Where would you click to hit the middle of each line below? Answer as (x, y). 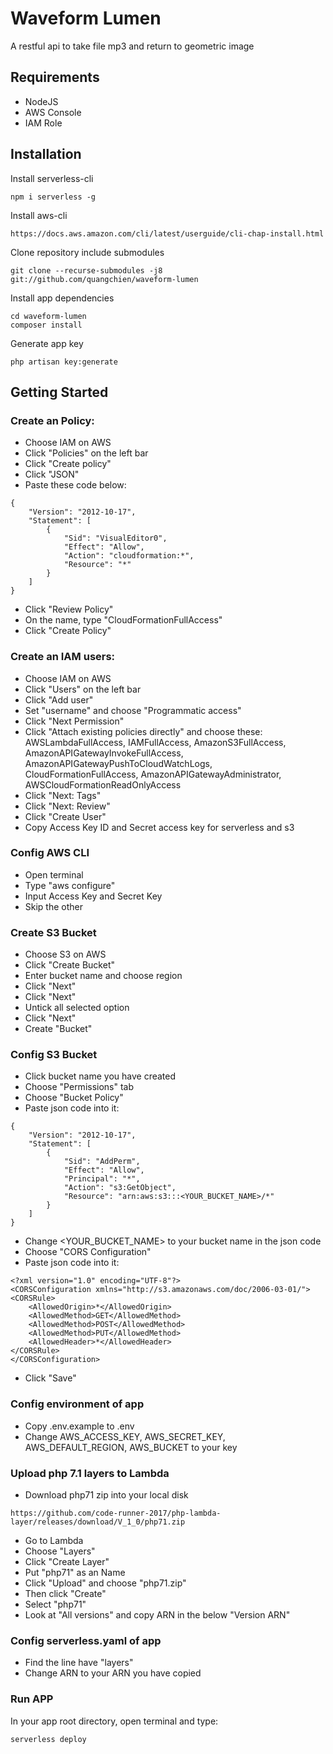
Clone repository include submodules (87, 252)
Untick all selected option (77, 1008)
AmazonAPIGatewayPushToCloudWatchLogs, (118, 763)
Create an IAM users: (63, 657)
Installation (46, 154)
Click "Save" (50, 1378)
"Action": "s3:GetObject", (120, 1188)
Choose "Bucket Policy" (74, 1098)
